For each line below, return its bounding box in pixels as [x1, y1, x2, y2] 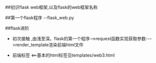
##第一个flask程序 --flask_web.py [5, 15, 74, 21]
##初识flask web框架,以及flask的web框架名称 [5, 4, 98, 10]
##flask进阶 [5, 25, 30, 31]
